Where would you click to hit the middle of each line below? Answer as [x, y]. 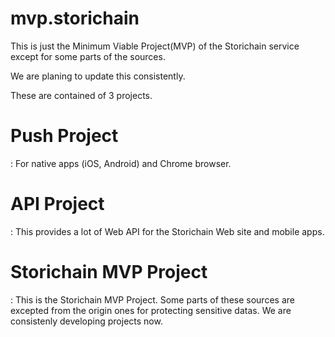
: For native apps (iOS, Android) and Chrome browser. [121, 163]
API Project [57, 204]
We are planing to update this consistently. [98, 76]
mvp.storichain [75, 18]
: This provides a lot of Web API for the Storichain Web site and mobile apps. [167, 231]
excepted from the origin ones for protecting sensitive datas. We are [151, 310]
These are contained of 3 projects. [81, 95]
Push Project [64, 136]
